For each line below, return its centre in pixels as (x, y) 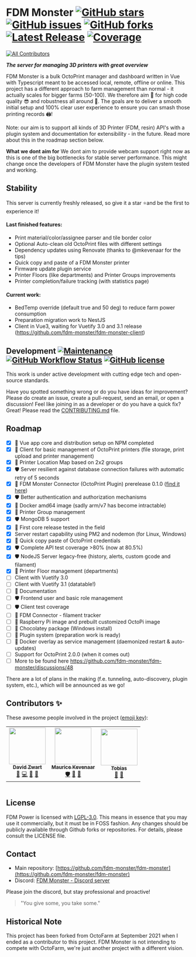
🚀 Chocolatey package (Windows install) (63, 628)
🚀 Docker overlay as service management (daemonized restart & (92, 642)
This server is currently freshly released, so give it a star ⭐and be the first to (98, 203)
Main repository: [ (36, 868)
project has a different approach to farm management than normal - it (90, 88)
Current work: (23, 294)
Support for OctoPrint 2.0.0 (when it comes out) (72, 654)
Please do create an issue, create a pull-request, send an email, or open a (95, 397)
